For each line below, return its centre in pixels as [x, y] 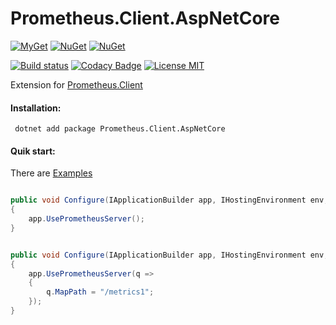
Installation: [36, 108]
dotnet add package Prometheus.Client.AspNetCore [120, 129]
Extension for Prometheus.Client [76, 84]
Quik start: [33, 151]
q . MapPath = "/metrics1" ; [100, 292]
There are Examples [51, 173]
